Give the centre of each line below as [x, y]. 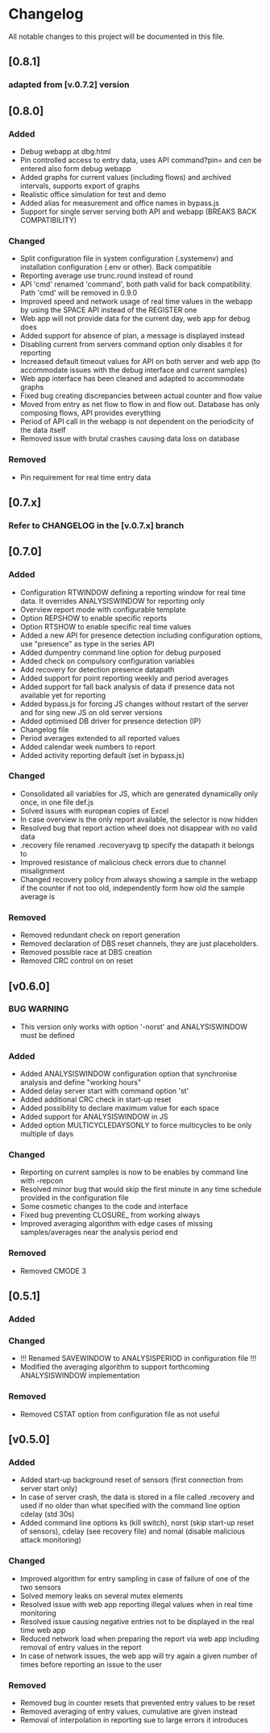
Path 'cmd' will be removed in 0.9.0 [79, 293]
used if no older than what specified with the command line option [130, 1505]
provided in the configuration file [74, 1198]
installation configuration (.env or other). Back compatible [116, 267]
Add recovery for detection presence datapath [97, 669]
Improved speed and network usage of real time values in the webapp [136, 301]
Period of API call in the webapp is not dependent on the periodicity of [137, 421]
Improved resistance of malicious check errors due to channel [123, 862]
